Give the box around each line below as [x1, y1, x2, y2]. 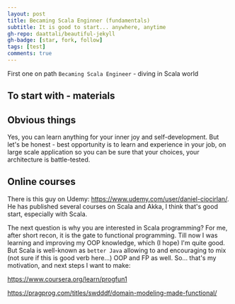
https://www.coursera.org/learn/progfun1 [7, 274, 127, 283]
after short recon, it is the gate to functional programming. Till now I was [7, 231, 218, 240]
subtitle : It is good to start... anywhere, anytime [7, 23, 166, 30]
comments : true [7, 50, 52, 57]
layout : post [7, 10, 46, 18]
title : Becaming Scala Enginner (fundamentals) [7, 17, 151, 24]
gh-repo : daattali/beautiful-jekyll [7, 30, 115, 38]
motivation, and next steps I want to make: [7, 261, 131, 269]
